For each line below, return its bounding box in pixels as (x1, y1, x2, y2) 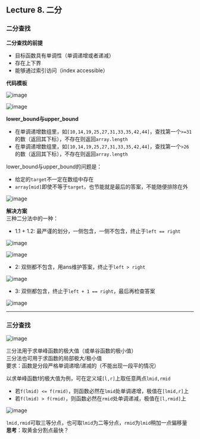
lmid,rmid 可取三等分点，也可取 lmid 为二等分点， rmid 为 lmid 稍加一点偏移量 (6, 419, 187, 426)
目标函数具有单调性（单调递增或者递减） (14, 52, 114, 59)
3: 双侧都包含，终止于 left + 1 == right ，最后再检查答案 (14, 287, 156, 295)
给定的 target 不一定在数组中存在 (14, 175, 94, 183)
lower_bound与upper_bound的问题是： (6, 163, 102, 170)
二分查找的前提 (6, 39, 43, 46)
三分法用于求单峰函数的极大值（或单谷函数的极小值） (6, 347, 137, 354)
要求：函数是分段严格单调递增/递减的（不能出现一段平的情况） (6, 362, 160, 369)
